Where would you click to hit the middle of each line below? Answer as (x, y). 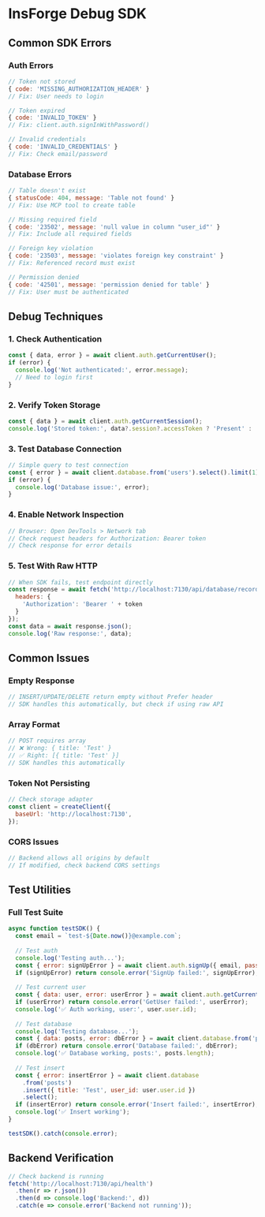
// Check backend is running (56, 1176)
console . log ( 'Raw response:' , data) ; (70, 633)
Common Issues (49, 658)
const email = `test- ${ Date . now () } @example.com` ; (98, 936)
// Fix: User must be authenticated (68, 292)
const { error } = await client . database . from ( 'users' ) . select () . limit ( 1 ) (134, 472)
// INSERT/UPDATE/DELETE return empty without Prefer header (111, 697)
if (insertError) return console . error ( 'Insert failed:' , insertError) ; (137, 1105)
